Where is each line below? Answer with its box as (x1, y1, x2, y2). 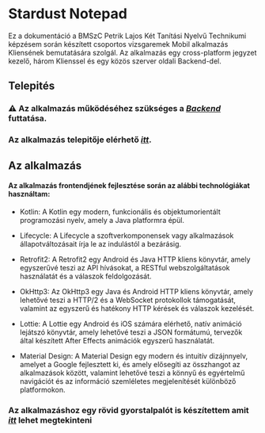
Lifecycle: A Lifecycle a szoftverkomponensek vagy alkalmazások (19, 231, 234, 240)
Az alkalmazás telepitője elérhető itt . (8, 134, 152, 145)
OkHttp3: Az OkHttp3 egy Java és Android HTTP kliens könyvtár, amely (19, 286, 253, 296)
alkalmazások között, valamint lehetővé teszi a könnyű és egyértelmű (19, 368, 245, 377)
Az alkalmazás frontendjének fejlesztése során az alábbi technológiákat (8, 181, 251, 190)
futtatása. (8, 113, 47, 124)
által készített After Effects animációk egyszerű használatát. (19, 335, 215, 345)
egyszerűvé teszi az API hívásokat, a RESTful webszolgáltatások (19, 262, 230, 272)
